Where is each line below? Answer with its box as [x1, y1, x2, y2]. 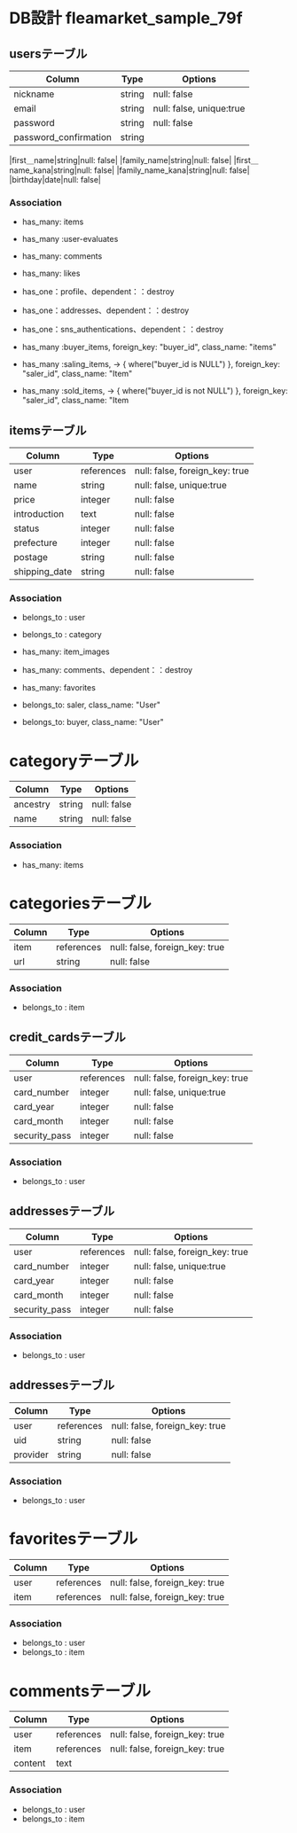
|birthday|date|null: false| [9, 175, 102, 184]
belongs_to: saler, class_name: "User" [21, 699, 161, 710]
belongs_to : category [21, 629, 102, 640]
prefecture [13, 537, 58, 550]
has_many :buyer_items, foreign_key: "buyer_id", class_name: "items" [21, 342, 277, 353]
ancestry [13, 799, 51, 811]
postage [13, 551, 49, 564]
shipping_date [13, 565, 73, 578]
